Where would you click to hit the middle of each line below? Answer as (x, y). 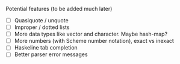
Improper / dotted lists (42, 27)
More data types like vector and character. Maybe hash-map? (91, 34)
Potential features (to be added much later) (59, 9)
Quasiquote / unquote (41, 20)
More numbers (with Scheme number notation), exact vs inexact (94, 41)
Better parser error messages (51, 54)
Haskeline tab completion (46, 48)
